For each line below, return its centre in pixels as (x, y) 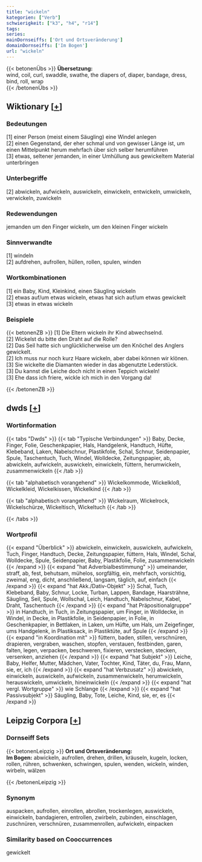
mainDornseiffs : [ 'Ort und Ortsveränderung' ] (64, 40)
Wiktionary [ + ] (34, 107)
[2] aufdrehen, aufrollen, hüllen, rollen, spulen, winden (74, 262)
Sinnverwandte (29, 242)
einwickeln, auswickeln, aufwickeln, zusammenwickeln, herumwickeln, (94, 676)
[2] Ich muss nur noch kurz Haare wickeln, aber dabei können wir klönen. (97, 358)
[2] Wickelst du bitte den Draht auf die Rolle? (62, 339)
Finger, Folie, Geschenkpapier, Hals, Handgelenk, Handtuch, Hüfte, (90, 445)
